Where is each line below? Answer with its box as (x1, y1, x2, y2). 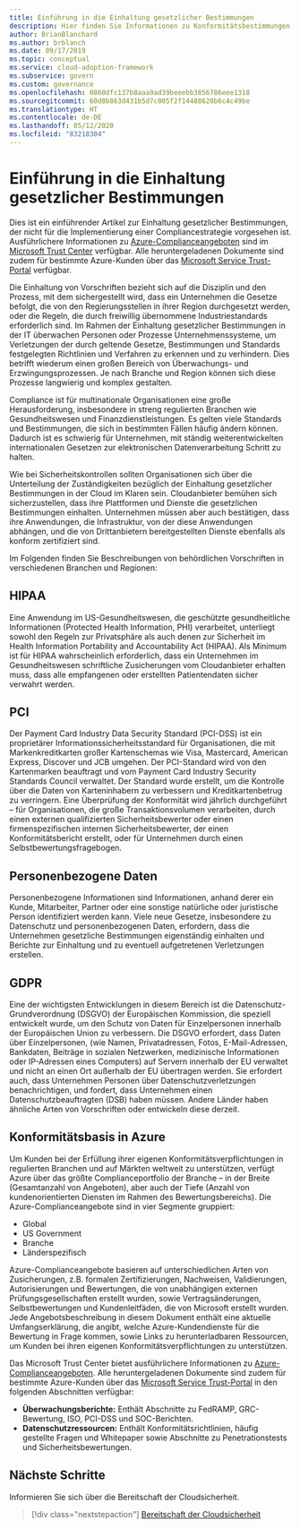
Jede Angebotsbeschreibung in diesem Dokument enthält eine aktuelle (9, 1311, 271, 1322)
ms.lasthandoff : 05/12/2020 (9, 122, 115, 131)
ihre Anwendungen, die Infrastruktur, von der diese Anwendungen (9, 516, 253, 527)
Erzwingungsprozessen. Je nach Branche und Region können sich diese (9, 367, 276, 378)
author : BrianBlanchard (9, 30, 99, 39)
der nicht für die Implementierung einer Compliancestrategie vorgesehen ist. (9, 226, 292, 237)
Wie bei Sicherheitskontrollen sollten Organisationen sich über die (9, 468, 253, 479)
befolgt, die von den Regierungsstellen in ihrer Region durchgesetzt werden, (9, 301, 291, 312)
